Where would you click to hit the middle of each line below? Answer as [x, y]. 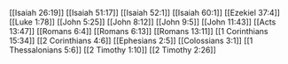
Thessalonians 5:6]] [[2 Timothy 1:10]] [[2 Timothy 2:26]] [113, 50]
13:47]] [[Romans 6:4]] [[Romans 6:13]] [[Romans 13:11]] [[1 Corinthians [139, 31]
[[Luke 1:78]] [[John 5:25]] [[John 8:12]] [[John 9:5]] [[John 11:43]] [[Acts [143, 22]
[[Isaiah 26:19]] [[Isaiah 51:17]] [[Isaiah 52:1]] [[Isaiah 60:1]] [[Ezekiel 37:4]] [145, 13]
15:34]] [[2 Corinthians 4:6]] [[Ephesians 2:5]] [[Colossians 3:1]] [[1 [131, 40]
